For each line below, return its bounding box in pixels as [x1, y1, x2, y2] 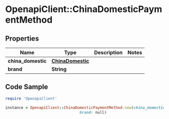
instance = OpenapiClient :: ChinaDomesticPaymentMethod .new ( [5, 105, 134, 110]
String [51, 66, 67, 72]
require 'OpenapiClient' [5, 96, 57, 101]
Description [94, 49, 123, 56]
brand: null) [79, 109, 107, 115]
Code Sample [5, 83, 48, 91]
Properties [5, 34, 39, 43]
